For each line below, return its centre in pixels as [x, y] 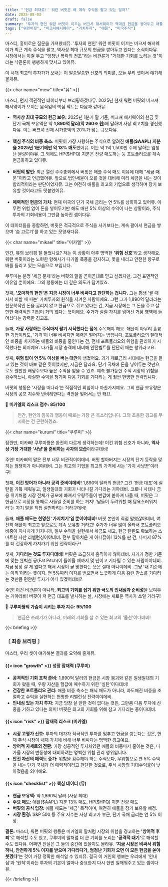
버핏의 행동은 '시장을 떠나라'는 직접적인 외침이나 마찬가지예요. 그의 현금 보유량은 [83, 388]
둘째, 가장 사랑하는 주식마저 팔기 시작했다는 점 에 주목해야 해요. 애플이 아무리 [79, 329]
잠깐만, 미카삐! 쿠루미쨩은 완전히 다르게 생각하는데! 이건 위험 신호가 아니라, [78, 443]
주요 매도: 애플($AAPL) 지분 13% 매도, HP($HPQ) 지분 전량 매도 [75, 802]
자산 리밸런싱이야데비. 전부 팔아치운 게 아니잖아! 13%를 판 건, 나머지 [84, 537]
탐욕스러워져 [145, 502]
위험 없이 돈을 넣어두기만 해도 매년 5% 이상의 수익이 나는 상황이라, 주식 [91, 208]
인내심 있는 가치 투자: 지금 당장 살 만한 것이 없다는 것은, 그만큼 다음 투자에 [84, 703]
